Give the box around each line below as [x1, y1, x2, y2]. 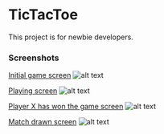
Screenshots [8, 52, 59, 63]
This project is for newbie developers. [8, 32, 134, 42]
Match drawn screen [8, 117, 77, 127]
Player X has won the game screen [8, 102, 124, 112]
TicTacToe [8, 6, 79, 24]
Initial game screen [8, 71, 72, 80]
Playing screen [8, 86, 58, 95]
